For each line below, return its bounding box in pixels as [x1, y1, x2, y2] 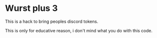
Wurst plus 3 [5, 3, 58, 14]
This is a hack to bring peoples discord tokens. [5, 19, 98, 24]
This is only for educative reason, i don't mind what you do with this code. [5, 28, 153, 33]
